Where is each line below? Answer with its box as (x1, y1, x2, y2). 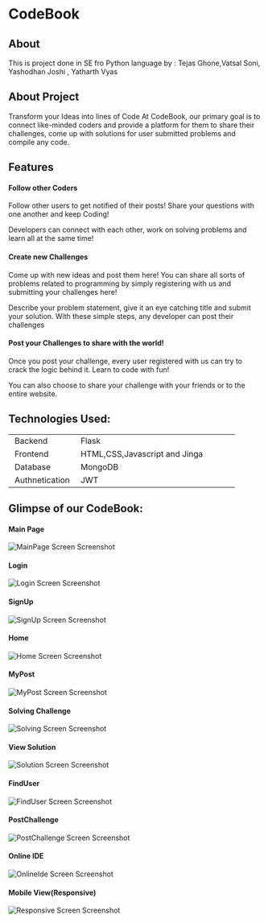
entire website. (8, 388, 58, 399)
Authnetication (14, 474, 70, 486)
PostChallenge (8, 815, 59, 825)
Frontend (14, 448, 49, 459)
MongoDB (80, 461, 119, 472)
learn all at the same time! (8, 234, 94, 243)
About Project (8, 90, 80, 104)
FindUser (8, 779, 40, 788)
